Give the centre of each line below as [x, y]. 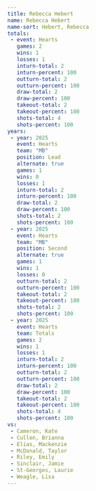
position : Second [42, 249]
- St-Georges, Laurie [42, 471]
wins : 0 [28, 177]
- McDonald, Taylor [39, 451]
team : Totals [35, 333]
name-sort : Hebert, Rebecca [48, 27]
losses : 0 [31, 274]
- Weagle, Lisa [32, 477]
